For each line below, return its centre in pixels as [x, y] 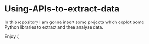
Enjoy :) [12, 36]
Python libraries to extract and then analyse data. [54, 27]
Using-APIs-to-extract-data [62, 9]
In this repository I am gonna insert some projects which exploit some [74, 22]
